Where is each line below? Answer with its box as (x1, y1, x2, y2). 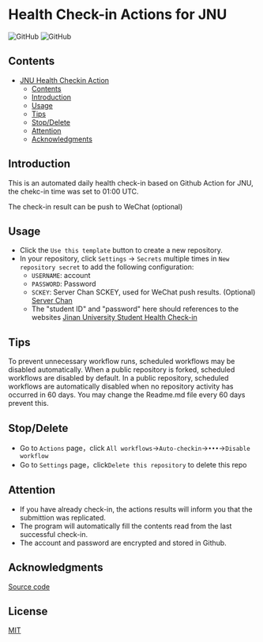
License (8, 605, 48, 618)
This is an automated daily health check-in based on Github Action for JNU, (8, 178, 254, 187)
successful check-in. (19, 529, 88, 539)
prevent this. (8, 399, 49, 408)
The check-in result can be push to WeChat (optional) (8, 201, 183, 211)
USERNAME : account (31, 271, 91, 280)
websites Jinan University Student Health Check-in (31, 313, 197, 322)
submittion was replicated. (19, 512, 107, 522)
